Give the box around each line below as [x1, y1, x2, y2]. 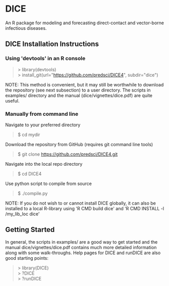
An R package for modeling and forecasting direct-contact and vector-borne [5, 20, 164, 26]
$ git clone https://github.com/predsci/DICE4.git [17, 151, 118, 157]
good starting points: [5, 255, 49, 261]
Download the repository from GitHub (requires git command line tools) [5, 141, 153, 147]
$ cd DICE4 [17, 170, 42, 177]
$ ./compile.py [17, 190, 48, 196]
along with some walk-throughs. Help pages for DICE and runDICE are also [5, 250, 161, 256]
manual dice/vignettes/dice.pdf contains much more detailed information [5, 244, 157, 250]
